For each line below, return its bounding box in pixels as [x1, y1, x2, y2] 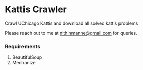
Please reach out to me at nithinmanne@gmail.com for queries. [5, 30, 137, 36]
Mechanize [12, 60, 36, 66]
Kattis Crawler [5, 4, 67, 15]
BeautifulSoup [12, 54, 42, 60]
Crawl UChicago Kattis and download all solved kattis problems [5, 20, 138, 26]
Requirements [5, 43, 41, 50]
